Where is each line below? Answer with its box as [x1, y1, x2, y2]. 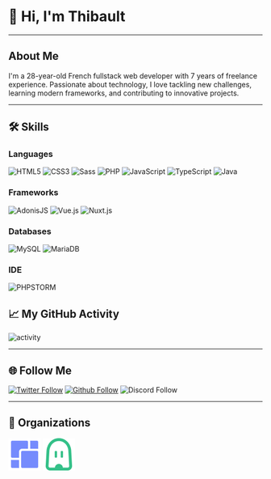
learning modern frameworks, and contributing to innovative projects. [8, 88, 240, 98]
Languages [8, 149, 54, 160]
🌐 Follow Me [8, 363, 73, 377]
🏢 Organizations [8, 416, 91, 430]
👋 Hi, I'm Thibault [8, 7, 126, 26]
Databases [8, 226, 52, 237]
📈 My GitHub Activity [8, 307, 119, 320]
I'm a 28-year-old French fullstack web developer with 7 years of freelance [8, 70, 258, 80]
